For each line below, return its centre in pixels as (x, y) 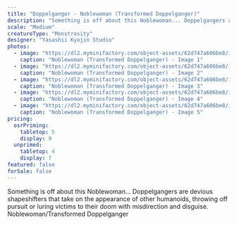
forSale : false (30, 171)
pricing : (20, 118)
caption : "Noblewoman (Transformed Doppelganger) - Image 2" (111, 73)
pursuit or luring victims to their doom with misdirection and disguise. (108, 206)
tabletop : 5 (37, 132)
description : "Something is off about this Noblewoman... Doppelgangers (116, 20)
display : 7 (36, 158)
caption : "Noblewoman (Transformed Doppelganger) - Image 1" (111, 60)
